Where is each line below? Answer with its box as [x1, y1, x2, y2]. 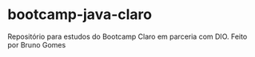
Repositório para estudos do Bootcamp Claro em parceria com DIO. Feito [7, 32, 248, 41]
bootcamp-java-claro [7, 6, 153, 24]
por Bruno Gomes [7, 40, 66, 49]
